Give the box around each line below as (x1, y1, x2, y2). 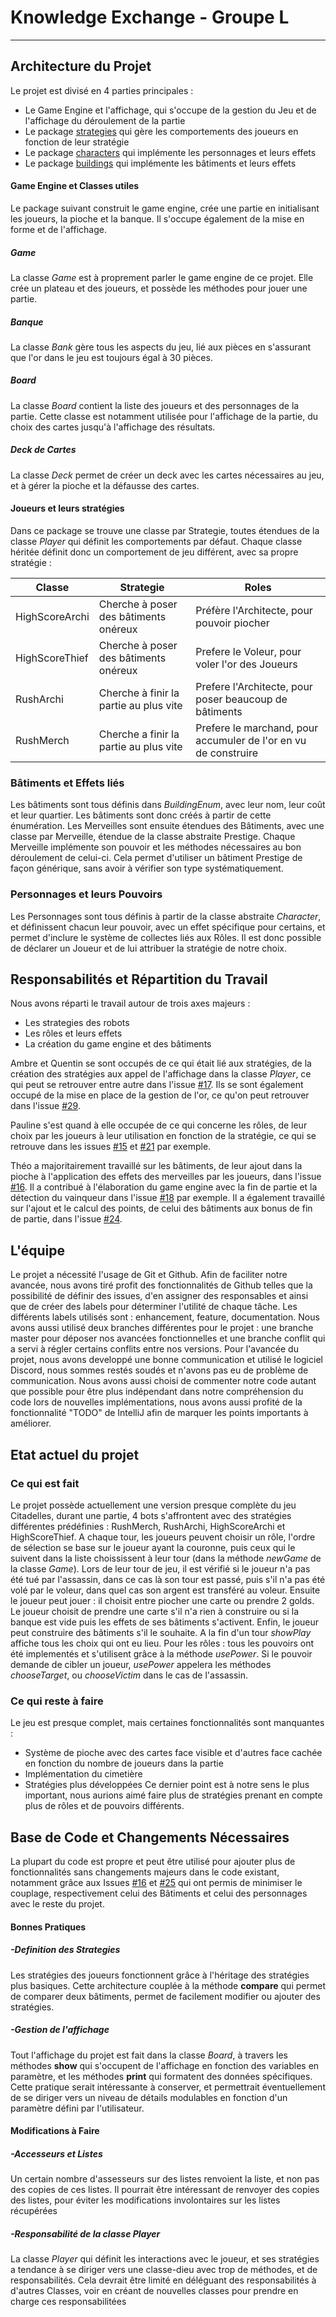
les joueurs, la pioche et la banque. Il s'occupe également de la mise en (10, 212, 305, 225)
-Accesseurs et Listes (10, 2147, 103, 2160)
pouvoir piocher (195, 616, 270, 630)
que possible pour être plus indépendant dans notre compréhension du (10, 1386, 304, 1398)
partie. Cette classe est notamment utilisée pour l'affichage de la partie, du (10, 410, 319, 422)
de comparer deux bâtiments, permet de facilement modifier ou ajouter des (10, 1990, 321, 2002)
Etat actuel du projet (10, 1446, 140, 1463)
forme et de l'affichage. (10, 223, 107, 235)
